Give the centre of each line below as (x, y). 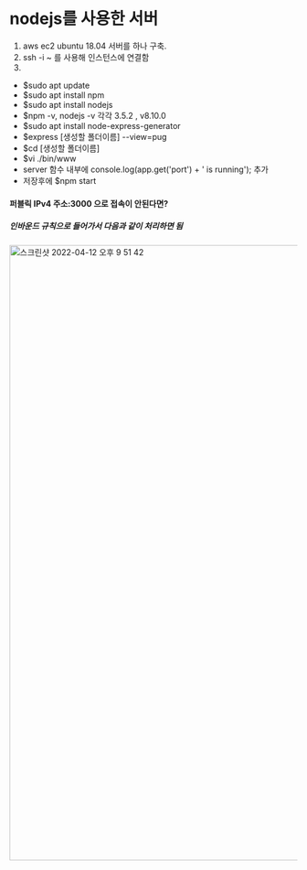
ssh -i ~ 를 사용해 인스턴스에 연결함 (86, 57)
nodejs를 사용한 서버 (84, 19)
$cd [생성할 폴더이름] (61, 148)
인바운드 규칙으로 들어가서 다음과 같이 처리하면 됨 (96, 226)
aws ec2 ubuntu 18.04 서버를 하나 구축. (95, 46)
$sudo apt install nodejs (68, 104)
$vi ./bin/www (49, 158)
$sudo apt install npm (64, 95)
